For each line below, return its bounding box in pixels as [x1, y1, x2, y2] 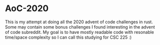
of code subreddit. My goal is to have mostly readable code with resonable [5, 29, 154, 35]
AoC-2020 [5, 3, 49, 14]
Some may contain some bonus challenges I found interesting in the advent [5, 24, 155, 30]
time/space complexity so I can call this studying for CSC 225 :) [5, 34, 132, 40]
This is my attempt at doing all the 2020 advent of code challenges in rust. [5, 19, 153, 25]
